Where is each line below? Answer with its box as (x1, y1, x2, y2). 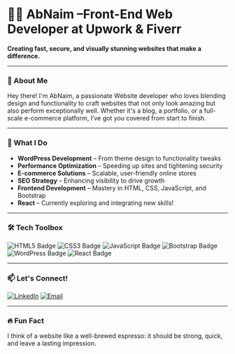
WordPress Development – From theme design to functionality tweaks (17, 154, 222, 162)
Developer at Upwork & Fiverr (7, 21, 182, 37)
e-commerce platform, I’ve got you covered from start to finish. (24, 114, 206, 122)
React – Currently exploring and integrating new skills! (17, 199, 174, 207)
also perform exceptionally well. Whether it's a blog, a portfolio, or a (7, 106, 203, 115)
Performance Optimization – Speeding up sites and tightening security (17, 161, 223, 170)
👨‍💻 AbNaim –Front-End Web (7, 6, 173, 22)
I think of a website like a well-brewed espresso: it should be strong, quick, (7, 332, 222, 340)
